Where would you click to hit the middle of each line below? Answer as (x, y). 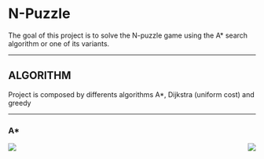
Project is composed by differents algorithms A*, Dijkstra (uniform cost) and (132, 94)
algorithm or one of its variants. (59, 43)
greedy (20, 103)
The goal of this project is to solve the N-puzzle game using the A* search (128, 35)
